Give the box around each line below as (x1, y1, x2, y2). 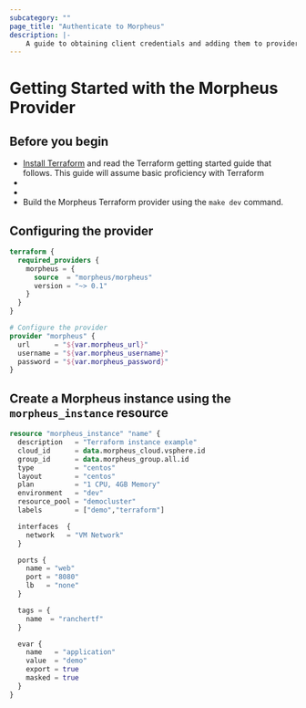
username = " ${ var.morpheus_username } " (17, 349, 169, 358)
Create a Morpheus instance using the (9, 390, 231, 406)
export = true (25, 665, 79, 674)
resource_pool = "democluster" (17, 497, 137, 506)
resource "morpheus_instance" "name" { (9, 430, 161, 439)
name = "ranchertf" (25, 614, 104, 623)
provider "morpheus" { (9, 331, 96, 340)
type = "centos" (17, 463, 117, 473)
